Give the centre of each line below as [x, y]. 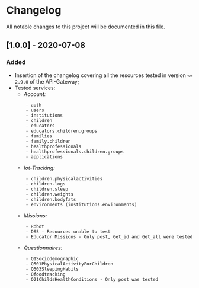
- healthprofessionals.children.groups [75, 152]
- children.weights [50, 194]
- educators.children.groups [62, 131]
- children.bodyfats [51, 199]
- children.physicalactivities [64, 178]
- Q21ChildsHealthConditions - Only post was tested [92, 279]
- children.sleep [47, 189]
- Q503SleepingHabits [52, 269]
